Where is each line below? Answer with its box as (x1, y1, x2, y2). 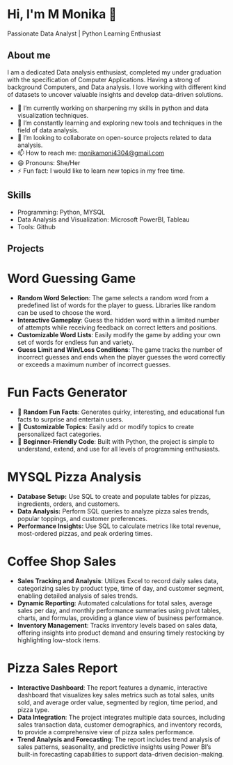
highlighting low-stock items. (17, 635, 101, 644)
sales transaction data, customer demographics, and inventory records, (17, 720, 223, 729)
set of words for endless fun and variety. (17, 338, 134, 346)
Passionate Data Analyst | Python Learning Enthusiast (7, 29, 161, 38)
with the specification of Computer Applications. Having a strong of (7, 75, 200, 84)
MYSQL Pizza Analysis (7, 470, 142, 485)
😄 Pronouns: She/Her (17, 158, 81, 167)
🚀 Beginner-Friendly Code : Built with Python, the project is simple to (17, 437, 215, 445)
